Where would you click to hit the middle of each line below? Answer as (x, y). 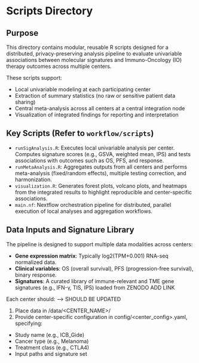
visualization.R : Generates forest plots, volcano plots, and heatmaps (101, 185)
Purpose (22, 33)
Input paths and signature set (51, 353)
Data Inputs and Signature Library (70, 230)
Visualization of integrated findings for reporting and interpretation (97, 115)
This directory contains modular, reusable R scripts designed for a (88, 47)
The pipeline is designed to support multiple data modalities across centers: (99, 244)
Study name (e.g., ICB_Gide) (50, 334)
